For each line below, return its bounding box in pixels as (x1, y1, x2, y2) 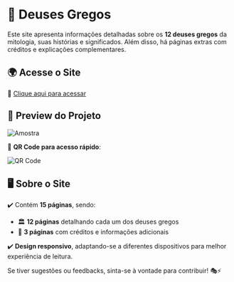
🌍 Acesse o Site (7, 67, 81, 79)
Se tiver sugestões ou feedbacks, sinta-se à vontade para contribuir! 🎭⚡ (7, 266, 222, 275)
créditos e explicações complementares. (7, 45, 127, 53)
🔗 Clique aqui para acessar (7, 89, 87, 98)
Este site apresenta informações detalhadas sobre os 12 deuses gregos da (7, 30, 228, 38)
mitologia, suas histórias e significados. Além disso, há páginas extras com (7, 37, 227, 46)
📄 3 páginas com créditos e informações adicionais (17, 228, 169, 236)
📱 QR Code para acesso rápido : (7, 142, 101, 151)
